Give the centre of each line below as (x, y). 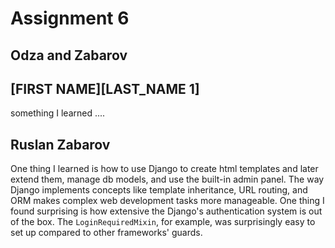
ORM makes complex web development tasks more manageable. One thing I (167, 201)
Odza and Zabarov (69, 55)
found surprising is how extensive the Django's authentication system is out (166, 211)
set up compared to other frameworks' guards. (106, 233)
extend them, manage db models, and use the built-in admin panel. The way (167, 179)
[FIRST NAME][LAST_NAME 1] (105, 88)
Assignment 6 (70, 18)
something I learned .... (58, 113)
